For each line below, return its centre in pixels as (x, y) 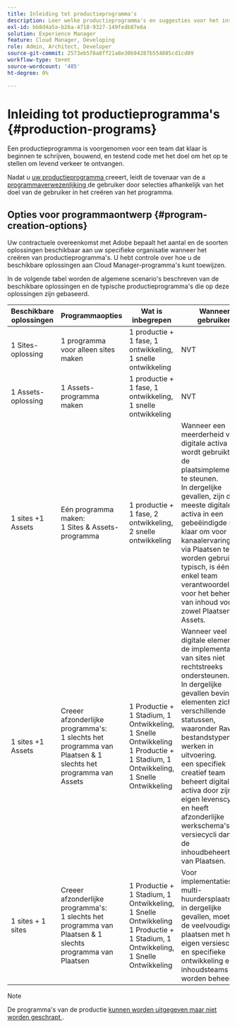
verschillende (203, 711)
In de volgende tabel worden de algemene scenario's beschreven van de (113, 279)
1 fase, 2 (144, 514)
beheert (194, 781)
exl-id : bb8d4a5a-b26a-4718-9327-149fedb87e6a (77, 27)
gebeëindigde (204, 523)
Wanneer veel (204, 632)
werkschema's (206, 826)
